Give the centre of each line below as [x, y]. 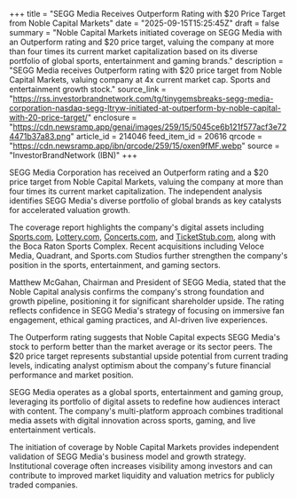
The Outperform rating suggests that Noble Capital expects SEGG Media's [145, 337]
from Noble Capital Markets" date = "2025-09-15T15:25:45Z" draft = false [145, 23]
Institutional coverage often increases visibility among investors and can [141, 466]
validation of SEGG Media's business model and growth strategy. [128, 456]
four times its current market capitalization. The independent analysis [136, 191]
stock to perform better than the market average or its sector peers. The [141, 347]
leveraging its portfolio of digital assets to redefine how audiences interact [145, 401]
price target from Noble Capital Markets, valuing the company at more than [146, 182]
